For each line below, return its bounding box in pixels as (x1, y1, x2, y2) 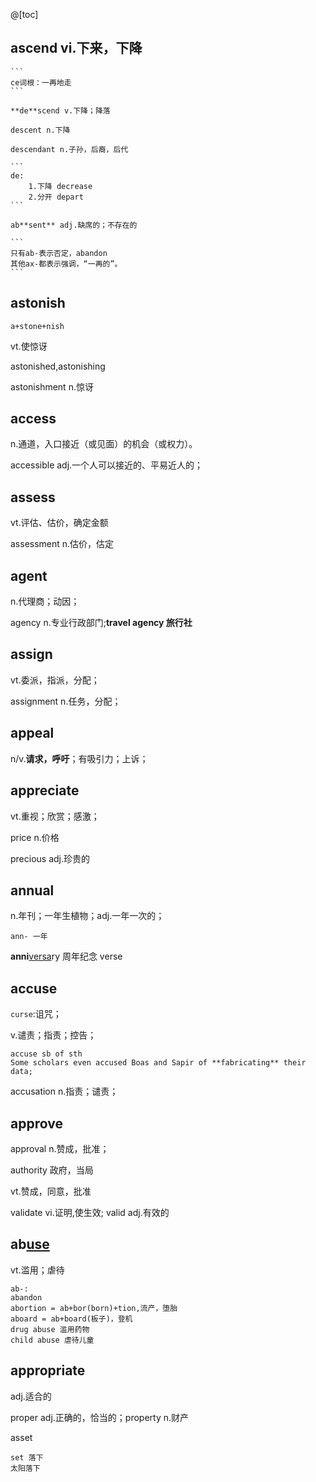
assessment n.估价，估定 (10, 538, 115, 550)
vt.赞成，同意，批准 (10, 1185, 92, 1197)
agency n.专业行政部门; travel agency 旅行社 (10, 617, 193, 629)
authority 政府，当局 (10, 1164, 94, 1176)
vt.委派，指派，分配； (10, 674, 100, 686)
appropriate (10, 1362, 86, 1379)
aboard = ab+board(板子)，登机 (10, 1314, 133, 1324)
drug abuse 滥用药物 (10, 1324, 90, 1334)
